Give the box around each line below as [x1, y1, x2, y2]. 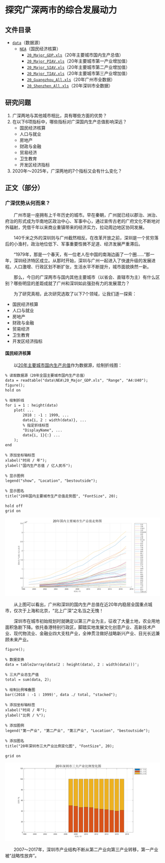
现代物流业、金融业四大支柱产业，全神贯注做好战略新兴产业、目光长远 [13, 630, 156, 636]
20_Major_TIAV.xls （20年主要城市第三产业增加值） [27, 70, 130, 76]
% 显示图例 [5, 473, 25, 478]
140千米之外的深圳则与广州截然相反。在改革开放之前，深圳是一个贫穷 [14, 234, 155, 240]
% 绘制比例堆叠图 [5, 687, 35, 692]
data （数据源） [12, 40, 43, 45]
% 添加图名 [5, 738, 25, 743]
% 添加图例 [5, 723, 25, 728]
